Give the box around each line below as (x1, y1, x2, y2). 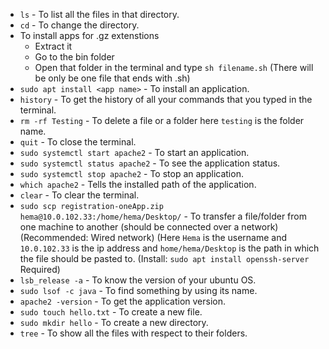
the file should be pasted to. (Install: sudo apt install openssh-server (19, 253, 310, 264)
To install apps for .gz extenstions (19, 30, 160, 41)
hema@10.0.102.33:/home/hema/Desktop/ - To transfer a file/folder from (19, 210, 307, 222)
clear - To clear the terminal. (19, 189, 140, 201)
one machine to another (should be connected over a (19, 221, 240, 233)
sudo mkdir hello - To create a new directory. (19, 317, 209, 328)
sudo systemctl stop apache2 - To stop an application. (19, 168, 244, 179)
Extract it (34, 40, 73, 52)
